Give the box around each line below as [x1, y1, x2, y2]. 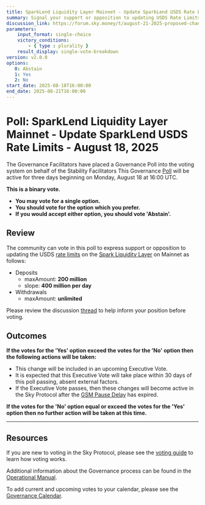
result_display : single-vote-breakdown [17, 49, 119, 55]
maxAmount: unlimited [24, 295, 82, 302]
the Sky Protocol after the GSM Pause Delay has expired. [15, 391, 159, 398]
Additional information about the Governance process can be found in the [6, 467, 192, 475]
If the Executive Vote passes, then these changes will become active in [15, 385, 194, 392]
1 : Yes [14, 71, 32, 77]
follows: [6, 257, 26, 264]
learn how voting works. [6, 456, 67, 463]
